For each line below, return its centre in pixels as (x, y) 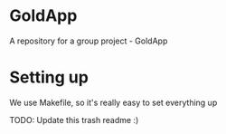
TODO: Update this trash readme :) (74, 120)
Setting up (49, 77)
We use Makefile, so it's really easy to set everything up (113, 102)
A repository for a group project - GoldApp (89, 41)
